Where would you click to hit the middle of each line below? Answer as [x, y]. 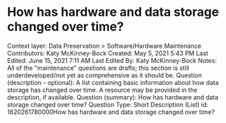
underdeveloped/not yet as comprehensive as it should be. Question [105, 75]
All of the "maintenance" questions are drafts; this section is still [98, 68]
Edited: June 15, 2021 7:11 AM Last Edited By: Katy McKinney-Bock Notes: [112, 60]
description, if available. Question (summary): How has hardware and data [113, 97]
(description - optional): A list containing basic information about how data [113, 82]
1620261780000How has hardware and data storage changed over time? [111, 112]
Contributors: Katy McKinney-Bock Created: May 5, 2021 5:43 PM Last [108, 53]
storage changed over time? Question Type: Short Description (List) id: [108, 104]
